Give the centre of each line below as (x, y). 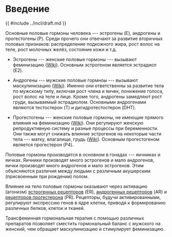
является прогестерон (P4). (43, 145)
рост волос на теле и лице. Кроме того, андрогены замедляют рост (87, 96)
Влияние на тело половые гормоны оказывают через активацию (77, 186)
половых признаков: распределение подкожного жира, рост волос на (83, 44)
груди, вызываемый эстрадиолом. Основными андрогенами (79, 102)
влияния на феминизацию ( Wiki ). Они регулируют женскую (78, 123)
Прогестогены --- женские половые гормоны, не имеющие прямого (88, 117)
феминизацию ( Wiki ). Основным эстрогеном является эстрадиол (84, 65)
